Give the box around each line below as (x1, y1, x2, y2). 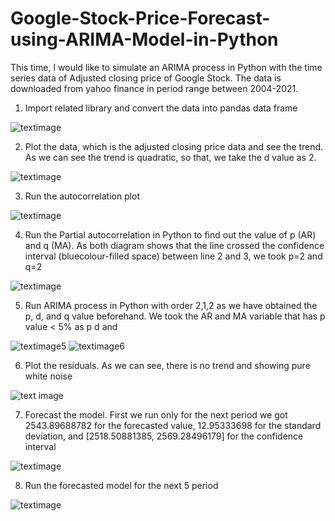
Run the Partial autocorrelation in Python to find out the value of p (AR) (24, 228, 317, 241)
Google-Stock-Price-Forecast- (10, 7, 271, 30)
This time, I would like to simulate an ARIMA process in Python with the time (10, 61, 323, 73)
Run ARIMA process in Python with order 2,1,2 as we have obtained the (24, 299, 318, 311)
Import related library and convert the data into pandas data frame (24, 102, 298, 114)
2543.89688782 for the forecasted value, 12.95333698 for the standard (24, 419, 322, 431)
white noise (24, 370, 73, 382)
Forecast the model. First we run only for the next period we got (24, 408, 288, 421)
